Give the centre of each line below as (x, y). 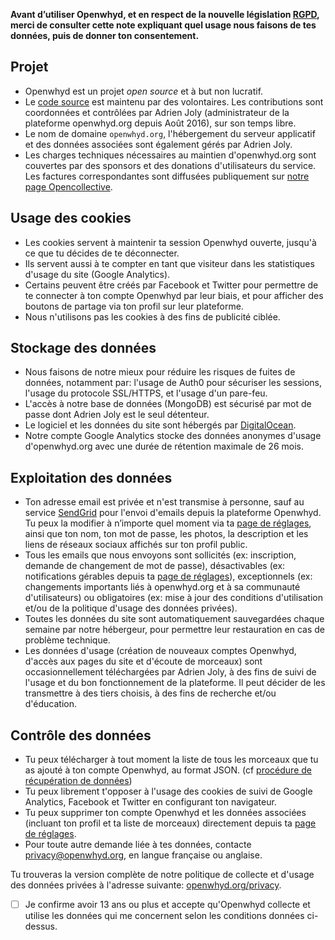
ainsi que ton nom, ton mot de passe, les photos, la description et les (166, 534)
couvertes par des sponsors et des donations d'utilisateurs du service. (170, 165)
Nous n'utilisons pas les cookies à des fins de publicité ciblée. (152, 316)
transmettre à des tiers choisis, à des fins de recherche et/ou (150, 693)
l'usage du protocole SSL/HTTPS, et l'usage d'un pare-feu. (146, 393)
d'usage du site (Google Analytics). (97, 274)
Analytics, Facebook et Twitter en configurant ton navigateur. (150, 802)
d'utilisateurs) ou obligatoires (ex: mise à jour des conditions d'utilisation (173, 598)
